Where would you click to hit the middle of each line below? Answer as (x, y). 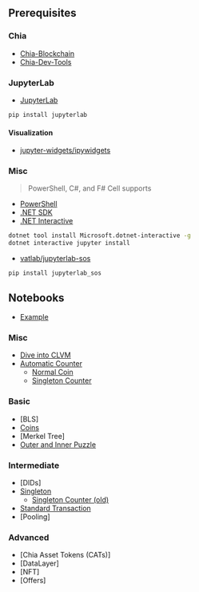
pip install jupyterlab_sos (55, 273)
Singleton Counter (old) (70, 499)
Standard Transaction (56, 508)
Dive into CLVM (45, 355)
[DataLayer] (40, 563)
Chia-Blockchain (47, 53)
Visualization (31, 132)
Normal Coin (52, 373)
